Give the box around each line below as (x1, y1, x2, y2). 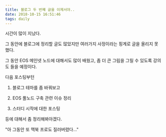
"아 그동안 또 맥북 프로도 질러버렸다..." (5, 127, 79, 133)
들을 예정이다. (10, 64, 37, 69)
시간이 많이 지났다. (5, 31, 41, 36)
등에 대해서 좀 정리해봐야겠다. (5, 116, 62, 122)
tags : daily (5, 16, 30, 21)
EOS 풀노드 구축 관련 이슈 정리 (12, 95, 72, 101)
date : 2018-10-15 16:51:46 (5, 12, 61, 17)
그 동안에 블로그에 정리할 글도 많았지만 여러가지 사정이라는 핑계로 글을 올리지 (5, 41, 154, 47)
